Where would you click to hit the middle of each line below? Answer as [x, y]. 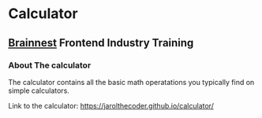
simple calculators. [39, 90]
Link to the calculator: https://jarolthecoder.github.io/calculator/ [111, 105]
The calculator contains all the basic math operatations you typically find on [131, 82]
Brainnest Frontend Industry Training [101, 43]
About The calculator [50, 65]
